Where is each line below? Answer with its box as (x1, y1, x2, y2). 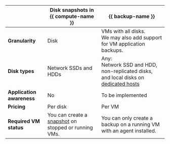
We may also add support (101, 34, 162, 41)
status (8, 124, 24, 131)
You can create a (47, 112, 88, 118)
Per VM (101, 103, 119, 110)
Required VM (8, 118, 40, 125)
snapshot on (47, 118, 77, 125)
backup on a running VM (101, 121, 160, 128)
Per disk (47, 103, 67, 110)
